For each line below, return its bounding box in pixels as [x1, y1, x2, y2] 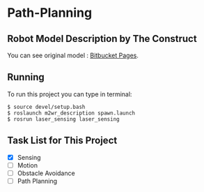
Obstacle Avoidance [17, 169, 75, 177]
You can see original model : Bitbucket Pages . [7, 51, 139, 59]
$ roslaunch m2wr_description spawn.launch [7, 110, 136, 117]
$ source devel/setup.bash [7, 103, 86, 110]
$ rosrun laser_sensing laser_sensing [7, 115, 120, 123]
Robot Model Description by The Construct [7, 33, 197, 45]
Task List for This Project [7, 135, 118, 147]
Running [7, 71, 45, 83]
